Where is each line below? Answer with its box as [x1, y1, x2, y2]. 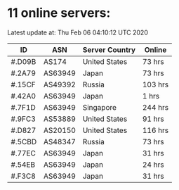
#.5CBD [11, 137, 37, 146]
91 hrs [142, 114, 164, 124]
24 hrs [142, 160, 164, 170]
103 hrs [142, 80, 169, 89]
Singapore [82, 102, 117, 112]
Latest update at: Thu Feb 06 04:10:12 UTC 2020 [7, 28, 149, 37]
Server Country [82, 44, 135, 54]
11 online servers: [7, 5, 111, 21]
